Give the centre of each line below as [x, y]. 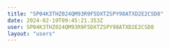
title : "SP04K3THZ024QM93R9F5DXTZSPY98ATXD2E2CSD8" [85, 14]
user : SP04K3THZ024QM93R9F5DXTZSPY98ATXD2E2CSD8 [81, 27]
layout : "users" [31, 34]
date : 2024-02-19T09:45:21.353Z [55, 20]
